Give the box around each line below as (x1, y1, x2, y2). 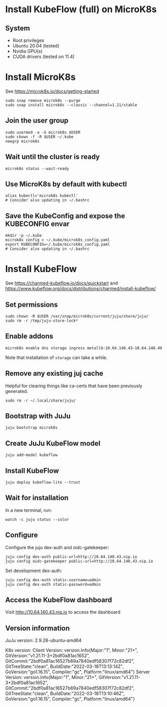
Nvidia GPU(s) (12, 48, 43, 54)
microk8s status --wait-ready (5, 166, 70, 171)
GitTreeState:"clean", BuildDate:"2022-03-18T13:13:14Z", (5, 663, 124, 670)
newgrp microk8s (5, 138, 40, 144)
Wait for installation (5, 494, 69, 502)
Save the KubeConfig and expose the (5, 211, 125, 220)
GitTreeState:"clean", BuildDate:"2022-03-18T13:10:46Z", (5, 691, 125, 697)
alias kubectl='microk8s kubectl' (5, 193, 79, 199)
